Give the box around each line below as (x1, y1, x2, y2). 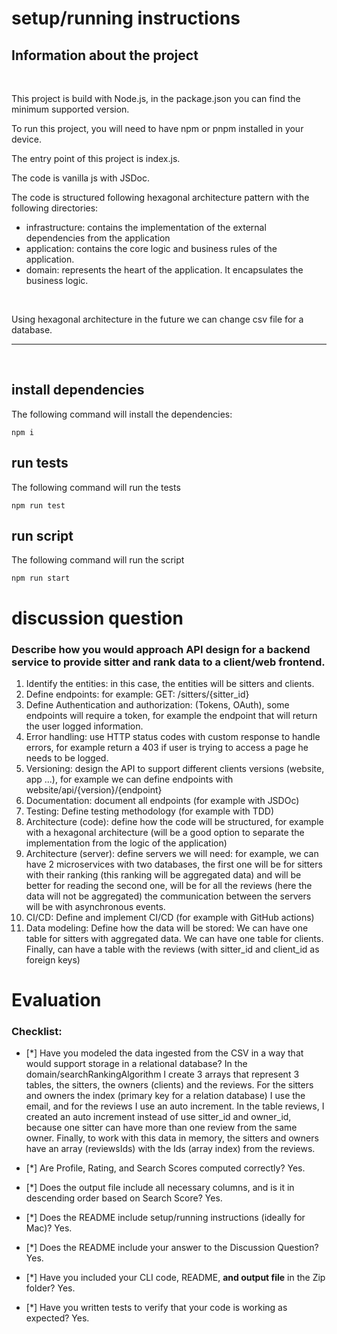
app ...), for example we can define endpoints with (25, 773, 234, 785)
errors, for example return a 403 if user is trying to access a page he (25, 741, 309, 753)
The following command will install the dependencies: (11, 408, 233, 420)
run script (11, 528, 74, 545)
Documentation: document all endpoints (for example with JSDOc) (25, 794, 300, 806)
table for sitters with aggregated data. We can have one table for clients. (25, 932, 324, 944)
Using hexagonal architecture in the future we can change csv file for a (11, 313, 304, 325)
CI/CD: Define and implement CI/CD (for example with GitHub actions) (25, 911, 315, 923)
